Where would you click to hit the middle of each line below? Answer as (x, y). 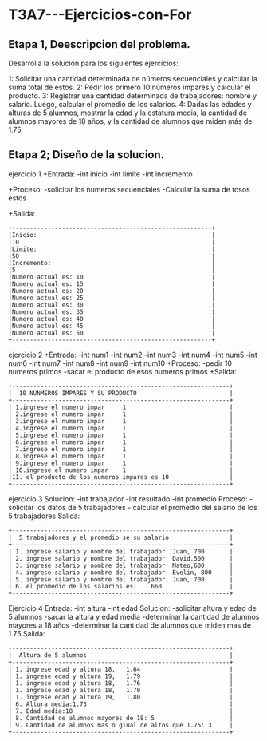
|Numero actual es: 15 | (112, 284)
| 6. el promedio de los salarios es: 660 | (121, 586)
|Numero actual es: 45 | (112, 326)
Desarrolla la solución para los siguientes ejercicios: (94, 63)
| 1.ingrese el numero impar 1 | (121, 407)
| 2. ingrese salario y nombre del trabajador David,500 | (121, 558)
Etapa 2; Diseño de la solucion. (86, 155)
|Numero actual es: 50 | (112, 333)
